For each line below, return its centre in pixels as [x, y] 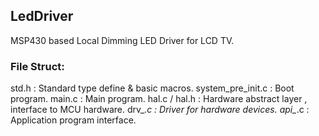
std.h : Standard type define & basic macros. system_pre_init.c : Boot [152, 88]
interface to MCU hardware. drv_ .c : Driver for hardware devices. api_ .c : [160, 110]
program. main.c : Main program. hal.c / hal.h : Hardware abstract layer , [159, 99]
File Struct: [37, 66]
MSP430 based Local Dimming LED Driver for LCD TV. [122, 40]
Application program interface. [73, 120]
